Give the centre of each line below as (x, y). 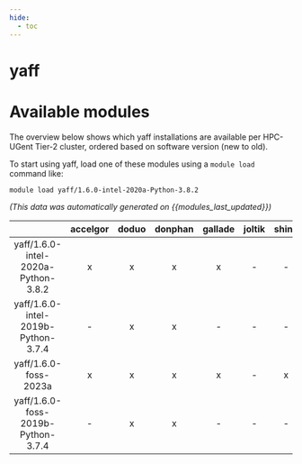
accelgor (90, 229)
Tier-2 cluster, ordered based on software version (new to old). (151, 146)
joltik (254, 229)
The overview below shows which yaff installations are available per (135, 137)
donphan (174, 229)
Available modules (80, 111)
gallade (218, 229)
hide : (19, 18)
